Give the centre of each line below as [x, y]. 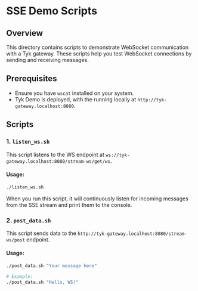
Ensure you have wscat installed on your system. [74, 93]
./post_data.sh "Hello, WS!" [42, 282]
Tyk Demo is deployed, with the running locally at [75, 99]
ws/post [16, 240]
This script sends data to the [41, 233]
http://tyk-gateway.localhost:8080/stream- [132, 234]
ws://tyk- [117, 155]
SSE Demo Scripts [52, 11]
